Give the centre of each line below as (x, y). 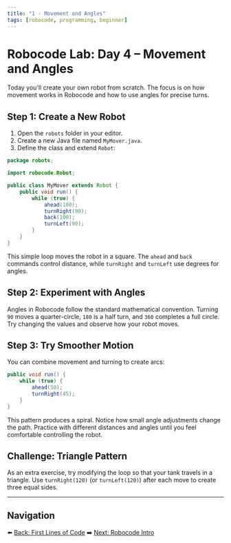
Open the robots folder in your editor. (70, 133)
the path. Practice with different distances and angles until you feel (102, 427)
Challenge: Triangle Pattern (67, 457)
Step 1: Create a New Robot (66, 117)
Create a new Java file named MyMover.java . (79, 141)
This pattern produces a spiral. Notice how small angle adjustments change (114, 420)
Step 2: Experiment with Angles (76, 293)
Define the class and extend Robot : (66, 148)
